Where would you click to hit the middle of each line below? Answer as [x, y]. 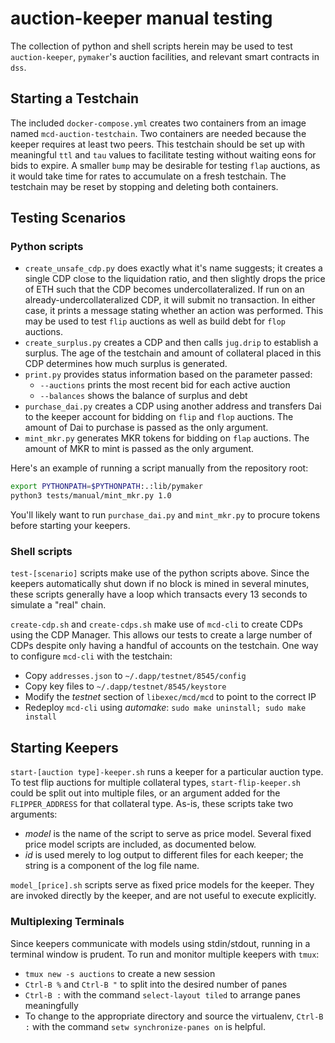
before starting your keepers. [70, 526]
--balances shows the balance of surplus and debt [143, 396]
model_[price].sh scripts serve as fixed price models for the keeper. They [162, 885]
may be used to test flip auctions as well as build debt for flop [155, 321]
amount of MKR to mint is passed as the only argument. [139, 449]
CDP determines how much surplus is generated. [126, 364]
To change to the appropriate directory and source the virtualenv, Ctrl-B [174, 1016]
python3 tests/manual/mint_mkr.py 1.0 [91, 496]
